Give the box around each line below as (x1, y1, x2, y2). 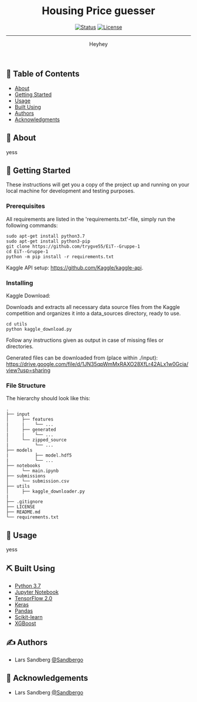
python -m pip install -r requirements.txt (6, 254, 114, 259)
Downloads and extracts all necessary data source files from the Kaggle (6, 303, 180, 310)
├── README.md (6, 509, 41, 515)
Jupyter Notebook (14, 588, 59, 595)
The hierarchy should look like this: (6, 395, 91, 402)
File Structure (6, 381, 46, 390)
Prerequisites (6, 202, 45, 210)
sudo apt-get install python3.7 (6, 233, 85, 239)
